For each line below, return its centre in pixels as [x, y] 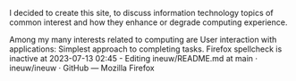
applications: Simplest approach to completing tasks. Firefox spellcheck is [146, 49]
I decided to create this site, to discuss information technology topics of [142, 13]
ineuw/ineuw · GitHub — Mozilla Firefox [82, 68]
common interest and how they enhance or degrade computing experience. [148, 22]
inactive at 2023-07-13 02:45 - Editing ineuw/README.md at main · [133, 58]
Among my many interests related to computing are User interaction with [143, 40]
